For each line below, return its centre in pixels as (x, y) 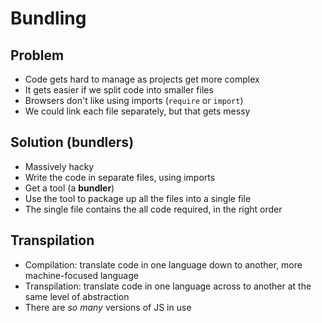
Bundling (48, 18)
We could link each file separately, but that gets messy (137, 111)
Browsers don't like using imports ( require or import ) (134, 100)
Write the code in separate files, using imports (120, 177)
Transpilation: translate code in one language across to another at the (168, 286)
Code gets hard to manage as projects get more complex (142, 79)
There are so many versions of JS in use (108, 307)
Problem (37, 55)
